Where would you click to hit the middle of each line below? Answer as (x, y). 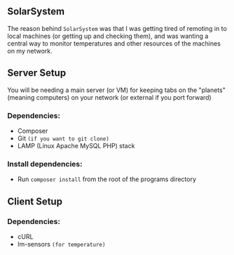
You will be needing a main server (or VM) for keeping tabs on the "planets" (116, 90)
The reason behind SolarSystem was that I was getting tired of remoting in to (117, 28)
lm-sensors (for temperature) (61, 244)
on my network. (30, 51)
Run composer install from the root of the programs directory (107, 179)
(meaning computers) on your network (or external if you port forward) (109, 97)
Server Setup (37, 73)
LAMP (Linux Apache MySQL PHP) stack (76, 145)
